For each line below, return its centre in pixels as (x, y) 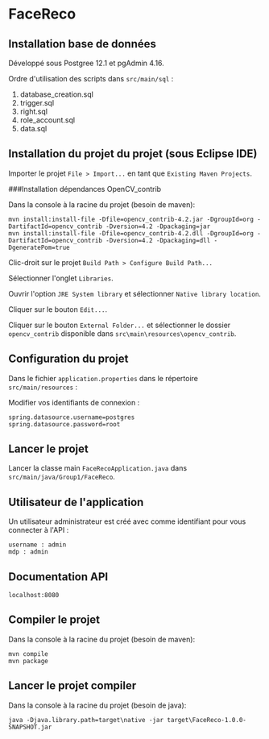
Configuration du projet (68, 359)
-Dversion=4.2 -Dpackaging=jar (158, 226)
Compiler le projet (54, 620)
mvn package (28, 661)
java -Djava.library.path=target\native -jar (86, 720)
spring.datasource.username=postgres (72, 417)
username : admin (37, 545)
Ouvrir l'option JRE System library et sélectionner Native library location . (135, 293)
